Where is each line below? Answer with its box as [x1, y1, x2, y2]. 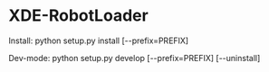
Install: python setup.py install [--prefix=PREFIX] [8, 35, 189, 46]
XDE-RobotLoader [8, 5, 149, 26]
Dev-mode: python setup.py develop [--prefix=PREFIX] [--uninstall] [8, 52, 261, 63]
